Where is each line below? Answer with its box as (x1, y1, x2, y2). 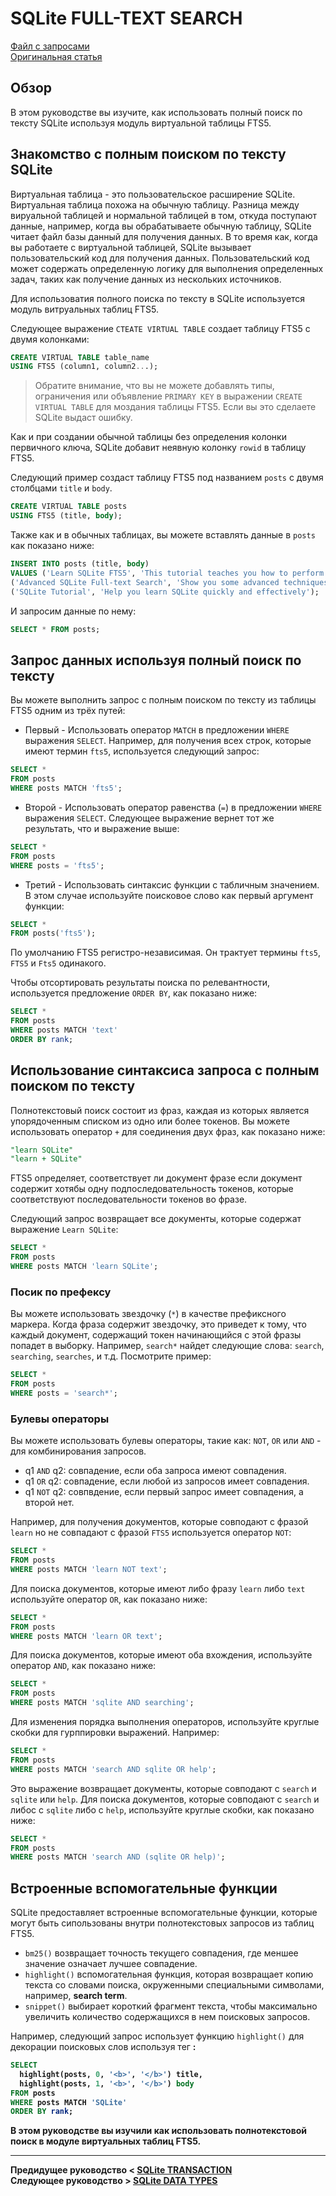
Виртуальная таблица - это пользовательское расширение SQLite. (10, 188, 296, 200)
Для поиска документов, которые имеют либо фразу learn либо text (10, 1582, 306, 1594)
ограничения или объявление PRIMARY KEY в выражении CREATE (34, 390, 303, 402)
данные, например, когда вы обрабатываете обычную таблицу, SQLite (10, 220, 312, 232)
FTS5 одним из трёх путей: (10, 705, 126, 717)
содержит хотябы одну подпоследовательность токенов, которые (10, 1183, 294, 1195)
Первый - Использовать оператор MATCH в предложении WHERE (24, 724, 290, 736)
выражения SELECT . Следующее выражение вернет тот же (24, 812, 275, 824)
